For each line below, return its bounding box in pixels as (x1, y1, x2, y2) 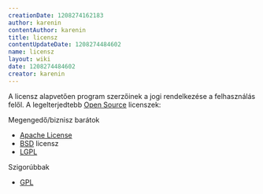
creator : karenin (8, 70, 65, 78)
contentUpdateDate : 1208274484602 (8, 41, 122, 49)
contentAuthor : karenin (8, 26, 87, 34)
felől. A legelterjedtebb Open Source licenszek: (8, 100, 161, 109)
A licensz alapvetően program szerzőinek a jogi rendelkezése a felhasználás (8, 91, 256, 101)
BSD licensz (19, 138, 59, 148)
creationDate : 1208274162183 (8, 11, 104, 20)
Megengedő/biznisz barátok (8, 115, 100, 124)
